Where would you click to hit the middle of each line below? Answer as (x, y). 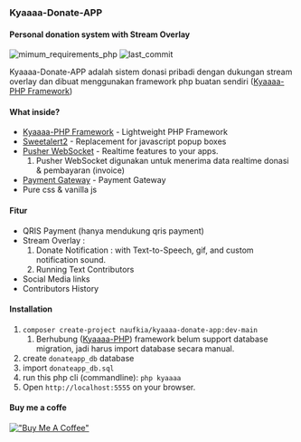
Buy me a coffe (38, 408)
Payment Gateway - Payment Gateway (94, 180)
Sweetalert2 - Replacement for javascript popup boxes (124, 141)
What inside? (35, 111)
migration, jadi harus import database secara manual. (135, 348)
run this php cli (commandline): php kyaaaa (102, 377)
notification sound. (71, 259)
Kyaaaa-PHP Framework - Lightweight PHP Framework (125, 132)
